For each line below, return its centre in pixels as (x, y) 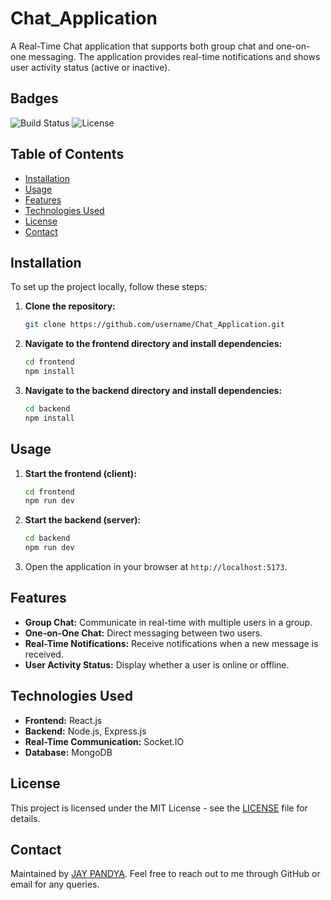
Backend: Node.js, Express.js (85, 731)
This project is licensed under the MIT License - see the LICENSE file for (159, 808)
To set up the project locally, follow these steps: (109, 287)
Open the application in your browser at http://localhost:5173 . (156, 567)
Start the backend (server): (83, 520)
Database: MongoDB (68, 752)
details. (25, 818)
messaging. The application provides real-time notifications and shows (174, 56)
